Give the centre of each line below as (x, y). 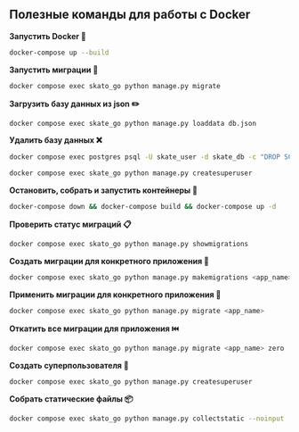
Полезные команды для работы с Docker (130, 15)
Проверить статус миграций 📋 (70, 224)
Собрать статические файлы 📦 (71, 399)
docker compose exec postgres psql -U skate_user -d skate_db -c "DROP (145, 157)
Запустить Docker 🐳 (48, 36)
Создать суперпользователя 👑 (69, 365)
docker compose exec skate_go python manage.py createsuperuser (131, 173)
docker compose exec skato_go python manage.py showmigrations (129, 245)
